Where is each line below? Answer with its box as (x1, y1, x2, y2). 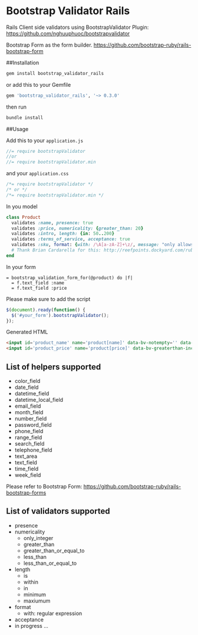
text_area (14, 453, 38, 460)
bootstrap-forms (6, 489, 47, 496)
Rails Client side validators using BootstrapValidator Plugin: (6, 24, 149, 31)
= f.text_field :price (11, 285, 67, 291)
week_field (14, 472, 41, 479)
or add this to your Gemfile (6, 81, 71, 88)
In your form (6, 263, 37, 270)
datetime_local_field (14, 397, 64, 403)
